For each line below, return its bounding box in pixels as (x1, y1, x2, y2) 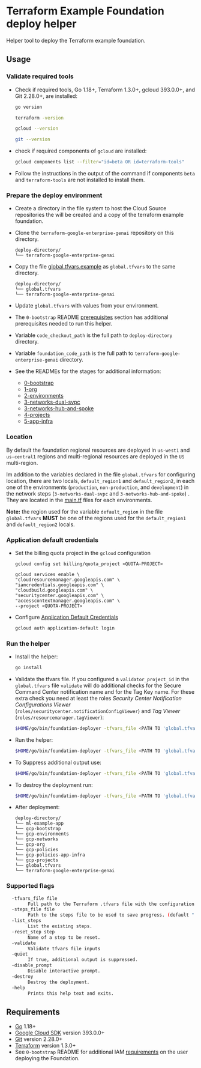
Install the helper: (14, 653, 58, 660)
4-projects (23, 411, 50, 419)
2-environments (23, 392, 64, 399)
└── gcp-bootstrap (14, 826, 61, 832)
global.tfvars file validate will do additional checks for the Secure (14, 682, 182, 689)
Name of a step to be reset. (28, 934, 101, 941)
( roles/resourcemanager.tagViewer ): (14, 714, 104, 721)
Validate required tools (6, 72, 74, 80)
